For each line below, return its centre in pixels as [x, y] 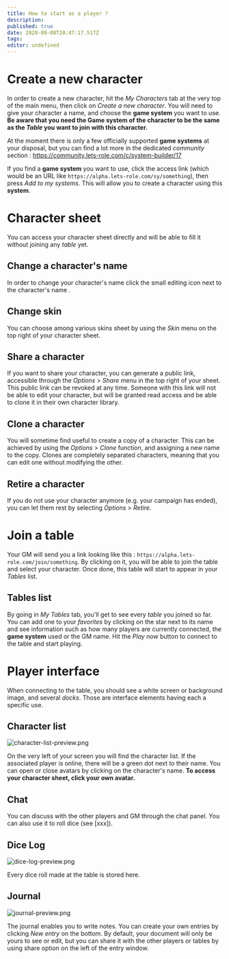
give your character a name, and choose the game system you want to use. [114, 113]
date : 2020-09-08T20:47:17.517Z [53, 33]
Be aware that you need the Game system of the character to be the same [113, 120]
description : [26, 20]
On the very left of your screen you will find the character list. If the [102, 756]
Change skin [35, 312]
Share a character [46, 356]
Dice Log [26, 845]
